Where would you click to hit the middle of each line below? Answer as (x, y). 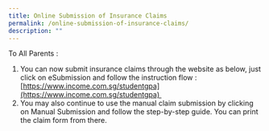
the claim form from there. (63, 121)
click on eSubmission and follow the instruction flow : (108, 78)
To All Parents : (33, 54)
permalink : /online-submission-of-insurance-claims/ (99, 23)
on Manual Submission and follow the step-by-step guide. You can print (139, 112)
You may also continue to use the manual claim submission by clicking (137, 103)
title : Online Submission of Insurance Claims (88, 16)
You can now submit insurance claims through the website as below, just (141, 69)
